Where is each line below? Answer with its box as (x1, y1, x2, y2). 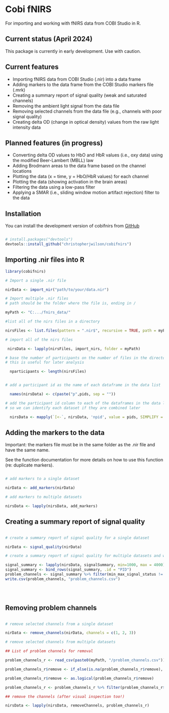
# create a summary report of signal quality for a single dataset (5, 535, 150, 540)
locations (12, 168, 32, 174)
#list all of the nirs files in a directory (5, 319, 100, 324)
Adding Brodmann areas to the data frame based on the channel (12, 163, 146, 169)
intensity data (12, 124, 41, 130)
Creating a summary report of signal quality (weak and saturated (12, 92, 147, 98)
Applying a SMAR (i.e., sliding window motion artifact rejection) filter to (12, 190, 160, 196)
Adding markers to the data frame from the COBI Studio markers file (12, 82, 154, 88)
